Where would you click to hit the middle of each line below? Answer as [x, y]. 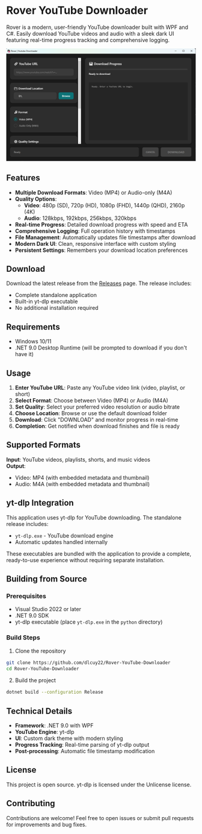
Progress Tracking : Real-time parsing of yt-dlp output [82, 744]
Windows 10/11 [33, 342]
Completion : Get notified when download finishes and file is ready [97, 426]
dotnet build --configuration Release [55, 692]
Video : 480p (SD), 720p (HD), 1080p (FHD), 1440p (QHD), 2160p [104, 205]
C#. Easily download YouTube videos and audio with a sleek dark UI [90, 33]
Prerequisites [26, 596]
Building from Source [47, 579]
